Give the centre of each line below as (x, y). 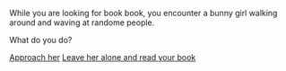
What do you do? (41, 40)
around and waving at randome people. (82, 22)
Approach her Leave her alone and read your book (103, 57)
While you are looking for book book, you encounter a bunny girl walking (143, 13)
